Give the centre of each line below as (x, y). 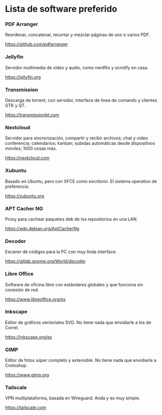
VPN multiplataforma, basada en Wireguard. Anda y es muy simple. (73, 398)
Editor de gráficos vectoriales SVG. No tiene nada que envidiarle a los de (78, 322)
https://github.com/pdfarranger (37, 44)
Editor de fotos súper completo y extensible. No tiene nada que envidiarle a (81, 360)
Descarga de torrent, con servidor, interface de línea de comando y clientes (81, 100)
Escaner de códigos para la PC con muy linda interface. (61, 252)
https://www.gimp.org (27, 375)
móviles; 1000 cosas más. (31, 148)
